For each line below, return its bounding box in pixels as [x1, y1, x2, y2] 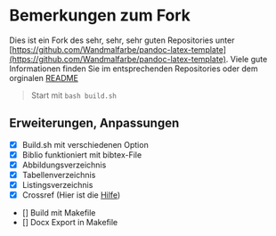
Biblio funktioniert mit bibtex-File [21, 149, 142, 160]
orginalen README [9, 72, 78, 83]
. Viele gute [225, 53, 268, 64]
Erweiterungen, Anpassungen [9, 116, 180, 131]
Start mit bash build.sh [30, 90, 118, 101]
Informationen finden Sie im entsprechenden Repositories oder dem [9, 63, 258, 74]
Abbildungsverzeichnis [21, 159, 107, 170]
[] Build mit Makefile [21, 208, 96, 218]
